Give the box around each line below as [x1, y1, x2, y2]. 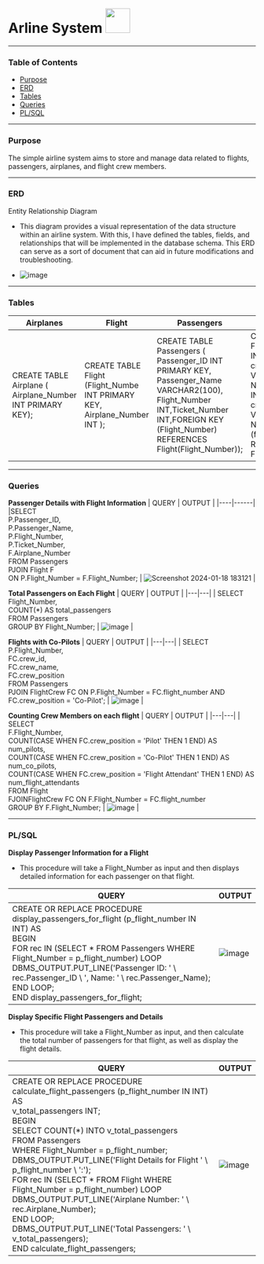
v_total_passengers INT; [12, 1105, 101, 1116]
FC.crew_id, [8, 654, 47, 663]
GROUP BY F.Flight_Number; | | [8, 803, 139, 813]
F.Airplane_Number [8, 549, 71, 558]
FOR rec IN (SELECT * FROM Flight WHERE [12, 1174, 173, 1185]
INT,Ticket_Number [156, 405, 229, 416]
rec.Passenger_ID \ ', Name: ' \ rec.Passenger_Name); [12, 972, 211, 983]
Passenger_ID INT [156, 355, 224, 366]
